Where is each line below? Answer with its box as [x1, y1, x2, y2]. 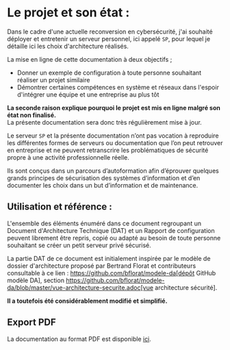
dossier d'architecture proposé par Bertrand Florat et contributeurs [7, 262, 196, 270]
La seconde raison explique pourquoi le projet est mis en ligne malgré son [7, 103, 220, 112]
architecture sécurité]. [155, 283, 218, 292]
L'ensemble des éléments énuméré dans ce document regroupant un [7, 219, 202, 227]
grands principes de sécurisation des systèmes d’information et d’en [7, 173, 201, 182]
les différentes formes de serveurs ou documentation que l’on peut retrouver [7, 138, 223, 147]
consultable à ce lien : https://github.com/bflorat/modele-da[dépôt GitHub [7, 268, 216, 277]
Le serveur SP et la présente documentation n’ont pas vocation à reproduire [7, 132, 219, 140]
